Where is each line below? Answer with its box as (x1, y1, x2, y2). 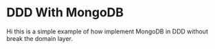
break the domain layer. (6, 34, 73, 42)
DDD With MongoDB (6, 5, 124, 20)
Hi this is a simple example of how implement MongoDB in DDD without (6, 27, 209, 35)
